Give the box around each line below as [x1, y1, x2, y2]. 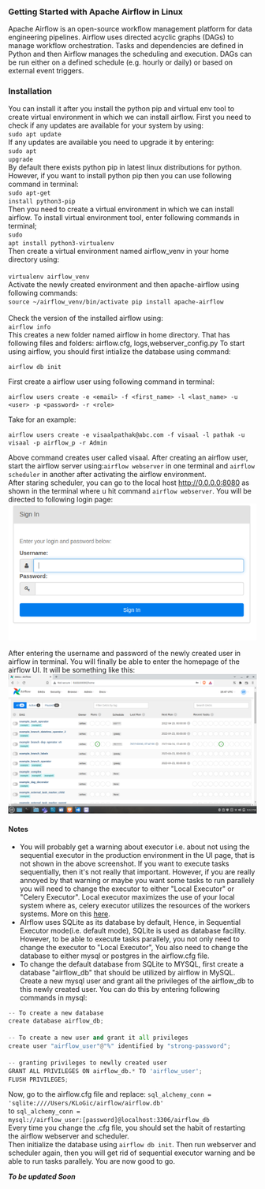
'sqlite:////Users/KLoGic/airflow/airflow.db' [8, 1099, 164, 1108]
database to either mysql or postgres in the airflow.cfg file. [19, 951, 211, 960]
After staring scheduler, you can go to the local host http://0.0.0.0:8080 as [8, 478, 250, 487]
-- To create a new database [8, 1008, 104, 1017]
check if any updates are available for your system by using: [8, 121, 203, 130]
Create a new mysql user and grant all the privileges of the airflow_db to [19, 976, 255, 986]
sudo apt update [8, 130, 62, 138]
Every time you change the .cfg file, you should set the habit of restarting [8, 1123, 246, 1133]
